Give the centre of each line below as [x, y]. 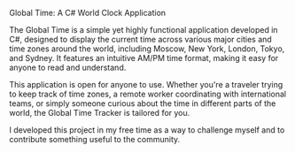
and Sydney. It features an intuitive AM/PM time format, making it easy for [144, 58]
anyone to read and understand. [68, 67]
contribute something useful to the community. [95, 139]
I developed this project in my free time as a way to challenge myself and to [147, 130]
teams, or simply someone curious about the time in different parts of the [143, 103]
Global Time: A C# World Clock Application [88, 13]
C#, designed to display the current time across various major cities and [140, 39]
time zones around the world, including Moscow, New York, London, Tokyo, [147, 49]
